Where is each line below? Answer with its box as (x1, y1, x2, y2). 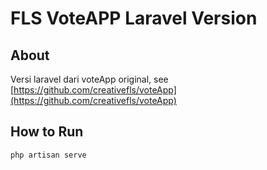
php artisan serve (10, 150, 87, 160)
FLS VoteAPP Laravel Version (10, 7, 258, 30)
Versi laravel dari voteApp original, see (10, 73, 169, 85)
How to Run (10, 123, 84, 141)
